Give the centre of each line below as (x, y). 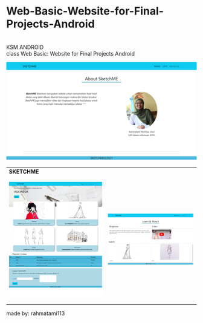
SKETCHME (24, 172)
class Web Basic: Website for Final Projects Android (70, 53)
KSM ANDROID (25, 47)
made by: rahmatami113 (36, 313)
